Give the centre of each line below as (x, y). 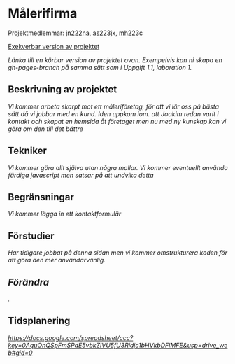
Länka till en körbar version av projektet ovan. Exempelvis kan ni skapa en (115, 60)
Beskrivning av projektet (63, 90)
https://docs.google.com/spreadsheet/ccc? (71, 337)
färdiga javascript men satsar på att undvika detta (81, 175)
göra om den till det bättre (45, 129)
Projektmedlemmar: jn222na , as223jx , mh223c (76, 33)
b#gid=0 (21, 353)
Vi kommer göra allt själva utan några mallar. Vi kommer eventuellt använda (118, 167)
